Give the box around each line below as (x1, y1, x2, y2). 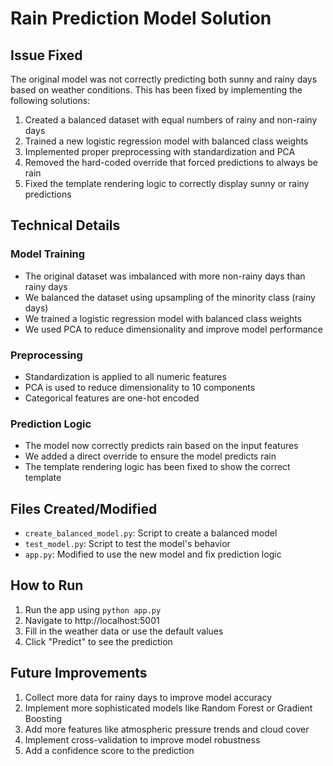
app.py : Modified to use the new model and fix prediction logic (24, 548, 282, 561)
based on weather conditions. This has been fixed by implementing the (10, 84, 303, 96)
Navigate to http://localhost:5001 (24, 614, 160, 626)
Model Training (10, 247, 86, 261)
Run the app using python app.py (24, 603, 162, 616)
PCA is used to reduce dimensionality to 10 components (24, 381, 256, 393)
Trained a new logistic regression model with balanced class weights (24, 135, 309, 147)
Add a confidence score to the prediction (24, 744, 195, 756)
